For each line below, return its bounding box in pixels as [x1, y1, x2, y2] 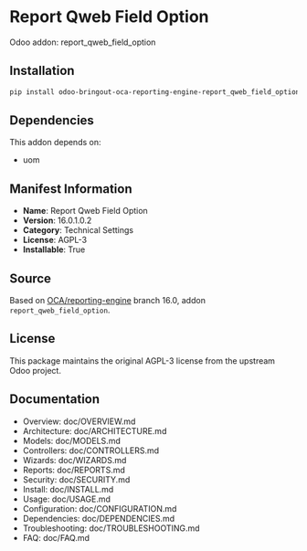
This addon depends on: [9, 137, 101, 148]
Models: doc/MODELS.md [22, 435, 121, 446]
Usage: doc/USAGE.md [22, 493, 111, 504]
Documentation [9, 391, 101, 408]
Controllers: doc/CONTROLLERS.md [22, 445, 160, 456]
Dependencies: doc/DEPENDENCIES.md [22, 513, 175, 524]
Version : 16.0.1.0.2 [22, 215, 92, 226]
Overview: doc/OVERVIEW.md [22, 416, 136, 427]
